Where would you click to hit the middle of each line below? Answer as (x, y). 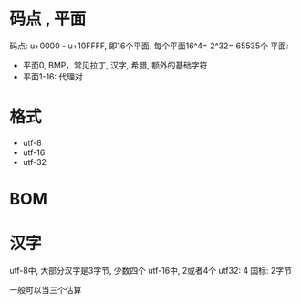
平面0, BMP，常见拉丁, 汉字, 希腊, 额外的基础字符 (115, 65)
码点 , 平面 (48, 19)
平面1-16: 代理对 (53, 76)
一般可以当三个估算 (46, 290)
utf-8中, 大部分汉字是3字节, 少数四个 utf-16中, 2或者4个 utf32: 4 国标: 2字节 (150, 271)
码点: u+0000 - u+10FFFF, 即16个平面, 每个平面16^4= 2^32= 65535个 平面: (149, 46)
